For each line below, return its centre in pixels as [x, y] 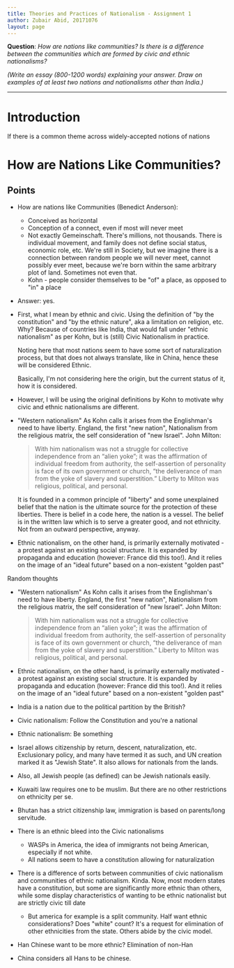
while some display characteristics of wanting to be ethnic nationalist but [122, 895]
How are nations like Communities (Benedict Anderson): [98, 207]
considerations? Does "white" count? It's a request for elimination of [126, 924]
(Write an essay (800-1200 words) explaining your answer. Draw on [105, 75]
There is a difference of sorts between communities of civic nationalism [120, 873]
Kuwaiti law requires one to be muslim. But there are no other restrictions [122, 789]
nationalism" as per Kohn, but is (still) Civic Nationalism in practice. [114, 337]
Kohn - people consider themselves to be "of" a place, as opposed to [127, 280]
